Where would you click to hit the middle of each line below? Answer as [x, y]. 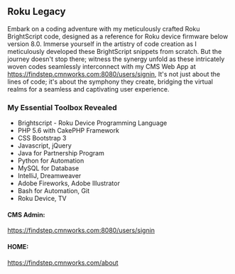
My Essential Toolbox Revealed [62, 107]
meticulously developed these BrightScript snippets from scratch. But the [115, 51]
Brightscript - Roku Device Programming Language [92, 123]
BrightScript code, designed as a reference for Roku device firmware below [118, 36]
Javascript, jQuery [45, 146]
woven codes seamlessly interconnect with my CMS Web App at [102, 66]
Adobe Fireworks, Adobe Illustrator [69, 183]
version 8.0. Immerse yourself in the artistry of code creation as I [102, 44]
